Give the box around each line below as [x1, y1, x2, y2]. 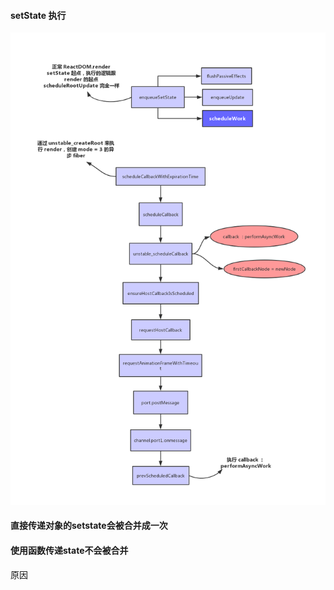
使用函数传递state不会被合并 [10, 545, 129, 557]
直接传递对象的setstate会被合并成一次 [10, 520, 168, 532]
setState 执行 [10, 9, 67, 21]
